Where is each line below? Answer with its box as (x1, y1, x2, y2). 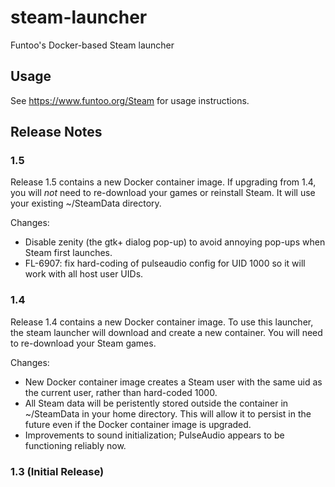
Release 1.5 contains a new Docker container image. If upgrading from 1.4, (10, 176, 317, 188)
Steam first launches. (24, 247, 113, 259)
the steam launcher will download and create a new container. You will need (10, 326, 323, 338)
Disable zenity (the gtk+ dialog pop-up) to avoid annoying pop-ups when (24, 236, 326, 248)
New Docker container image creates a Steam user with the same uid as (24, 376, 323, 388)
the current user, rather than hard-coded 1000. (24, 386, 218, 398)
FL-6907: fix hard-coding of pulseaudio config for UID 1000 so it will (24, 257, 306, 270)
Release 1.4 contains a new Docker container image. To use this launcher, (10, 316, 314, 328)
